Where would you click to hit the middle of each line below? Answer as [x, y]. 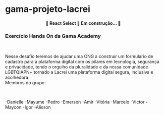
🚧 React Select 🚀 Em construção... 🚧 [83, 23]
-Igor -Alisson [37, 107]
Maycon [13, 107]
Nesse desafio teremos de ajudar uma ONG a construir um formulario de [79, 57]
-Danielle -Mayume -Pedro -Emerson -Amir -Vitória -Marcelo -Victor [75, 102]
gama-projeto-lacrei [48, 9]
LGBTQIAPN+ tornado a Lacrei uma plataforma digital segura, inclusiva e [79, 72]
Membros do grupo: [26, 83]
